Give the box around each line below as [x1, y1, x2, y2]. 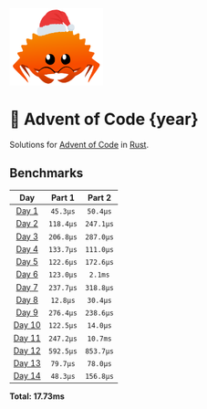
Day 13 [13, 358, 41, 369]
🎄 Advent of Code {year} [9, 109, 199, 130]
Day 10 [13, 320, 41, 330]
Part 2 [88, 192, 112, 203]
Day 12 [13, 345, 41, 356]
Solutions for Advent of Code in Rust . [9, 139, 149, 150]
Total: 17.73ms [9, 391, 66, 402]
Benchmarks [9, 165, 84, 181]
